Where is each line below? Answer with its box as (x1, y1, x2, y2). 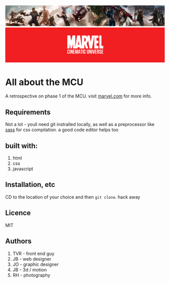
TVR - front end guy (12, 250, 55, 257)
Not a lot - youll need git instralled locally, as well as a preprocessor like (5, 121, 155, 128)
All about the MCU (5, 76, 83, 88)
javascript (12, 166, 33, 172)
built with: (5, 141, 38, 150)
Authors (5, 237, 32, 245)
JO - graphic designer (12, 261, 59, 267)
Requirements (5, 108, 51, 116)
